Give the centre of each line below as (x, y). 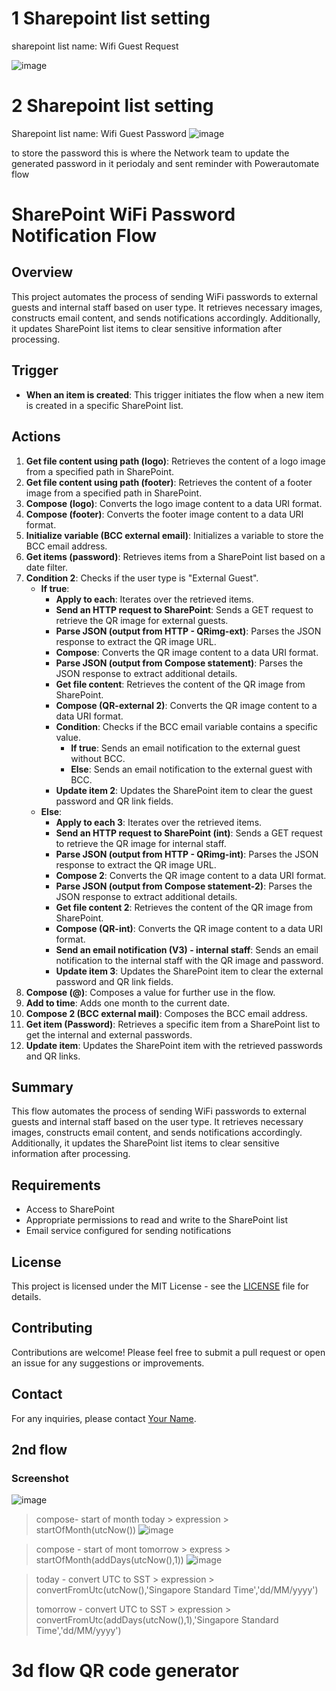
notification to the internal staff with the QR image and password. (189, 960)
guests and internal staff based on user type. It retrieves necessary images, (167, 307)
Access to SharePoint (70, 1209)
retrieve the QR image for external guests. (142, 620)
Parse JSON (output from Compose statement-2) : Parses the (184, 886)
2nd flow (39, 1449)
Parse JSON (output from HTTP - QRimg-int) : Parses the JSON (187, 854)
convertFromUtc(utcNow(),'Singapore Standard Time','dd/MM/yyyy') (177, 1590)
